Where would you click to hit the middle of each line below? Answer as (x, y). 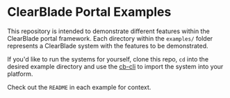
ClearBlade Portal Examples (89, 12)
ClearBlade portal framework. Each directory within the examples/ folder (110, 38)
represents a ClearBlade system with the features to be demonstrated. (108, 46)
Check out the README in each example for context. (79, 87)
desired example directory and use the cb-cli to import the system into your (115, 66)
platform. (20, 74)
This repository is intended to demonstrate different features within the (108, 31)
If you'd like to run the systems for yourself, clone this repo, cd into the (108, 59)
